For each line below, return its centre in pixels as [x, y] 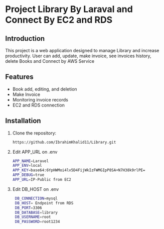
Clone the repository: [34, 133]
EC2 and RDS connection [39, 105]
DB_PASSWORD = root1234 [37, 222]
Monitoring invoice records [40, 99]
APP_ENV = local [27, 166]
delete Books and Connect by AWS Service [50, 61]
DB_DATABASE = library [36, 212]
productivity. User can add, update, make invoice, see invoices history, [78, 56]
